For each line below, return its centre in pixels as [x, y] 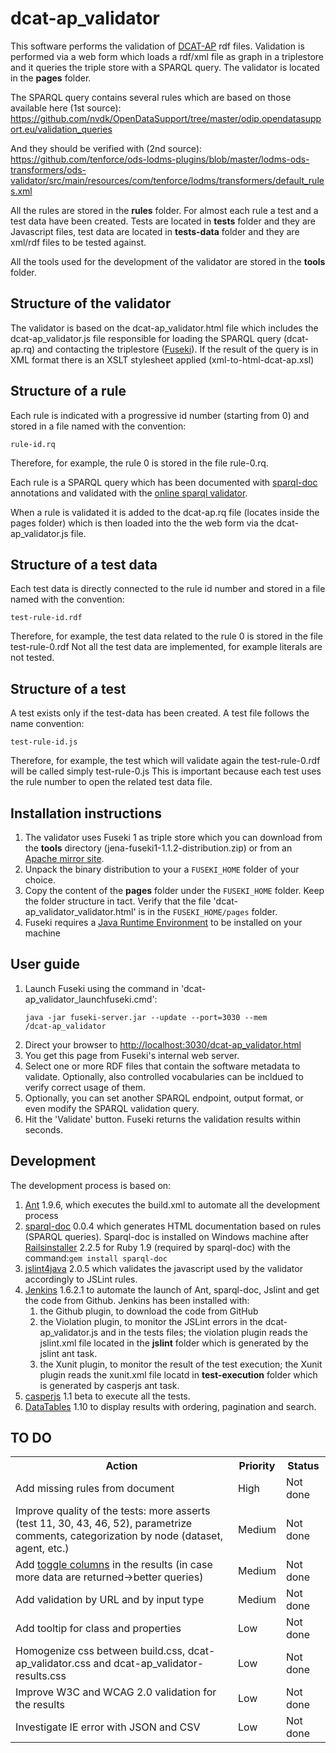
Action [121, 1466]
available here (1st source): [66, 108]
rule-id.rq [33, 444]
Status [303, 1466]
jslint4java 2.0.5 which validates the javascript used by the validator [163, 1268]
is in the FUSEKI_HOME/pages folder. [208, 911]
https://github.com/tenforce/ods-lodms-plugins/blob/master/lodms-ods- [160, 159]
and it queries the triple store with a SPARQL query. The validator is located [165, 67]
